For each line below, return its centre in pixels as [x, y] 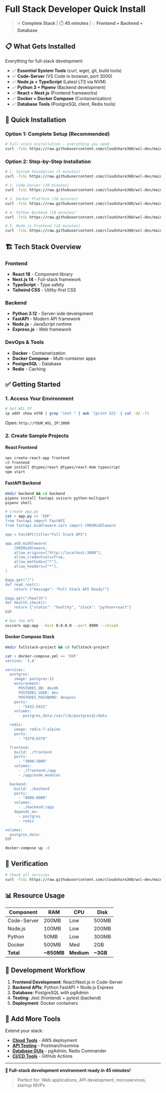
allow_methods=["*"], [36, 562]
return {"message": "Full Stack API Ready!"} [62, 589]
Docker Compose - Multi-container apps [54, 358]
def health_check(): [26, 603]
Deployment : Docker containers [45, 1003]
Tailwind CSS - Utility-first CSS [44, 290]
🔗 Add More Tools [33, 1019]
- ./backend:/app [36, 807]
